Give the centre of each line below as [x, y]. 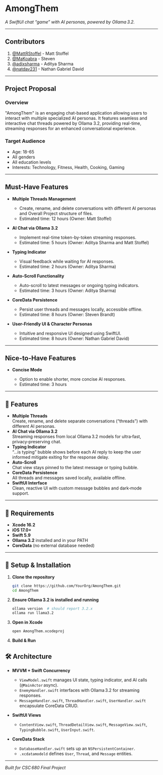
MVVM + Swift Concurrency [41, 670]
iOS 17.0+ [22, 530]
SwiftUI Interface [30, 483]
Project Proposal [31, 89]
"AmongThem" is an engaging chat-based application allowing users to [76, 113]
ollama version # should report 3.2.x [52, 608]
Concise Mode [27, 370]
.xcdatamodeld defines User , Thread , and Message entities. [76, 754]
